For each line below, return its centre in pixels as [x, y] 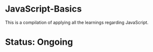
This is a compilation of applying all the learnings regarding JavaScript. [77, 22]
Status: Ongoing [39, 42]
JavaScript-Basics [43, 9]
